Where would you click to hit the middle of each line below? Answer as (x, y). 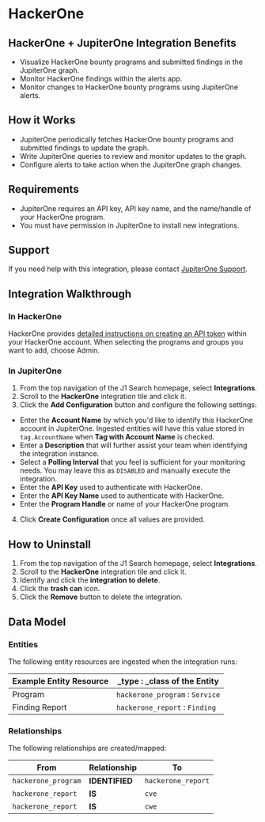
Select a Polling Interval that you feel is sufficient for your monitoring (132, 462)
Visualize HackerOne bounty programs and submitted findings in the (131, 62)
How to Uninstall (49, 544)
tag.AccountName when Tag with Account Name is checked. (117, 437)
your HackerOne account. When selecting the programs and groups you (126, 342)
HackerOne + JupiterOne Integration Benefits (123, 43)
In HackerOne (35, 316)
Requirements (44, 189)
